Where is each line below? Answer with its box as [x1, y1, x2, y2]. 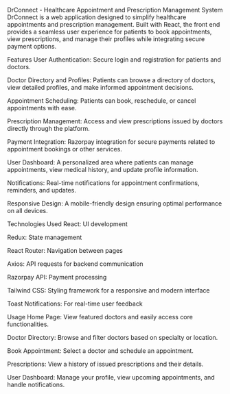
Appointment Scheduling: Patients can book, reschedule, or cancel [7, 97, 196, 105]
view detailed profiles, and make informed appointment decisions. [7, 84, 194, 91]
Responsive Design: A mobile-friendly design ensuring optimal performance [7, 199, 222, 208]
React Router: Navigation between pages [7, 247, 124, 254]
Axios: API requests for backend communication [7, 260, 143, 268]
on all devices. [7, 207, 48, 214]
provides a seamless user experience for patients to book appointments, [7, 27, 212, 36]
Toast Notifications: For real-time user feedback [7, 299, 143, 308]
